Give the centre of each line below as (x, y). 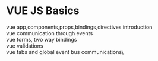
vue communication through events (50, 33)
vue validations (25, 46)
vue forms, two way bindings (42, 39)
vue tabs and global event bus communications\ (65, 52)
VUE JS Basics (43, 11)
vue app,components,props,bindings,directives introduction (79, 27)
